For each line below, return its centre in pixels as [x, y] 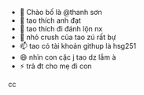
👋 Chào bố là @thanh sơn [61, 12]
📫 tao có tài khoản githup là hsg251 [78, 46]
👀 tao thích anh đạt [50, 20]
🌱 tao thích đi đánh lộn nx [61, 29]
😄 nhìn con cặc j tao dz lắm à [68, 57]
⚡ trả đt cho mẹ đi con [55, 66]
